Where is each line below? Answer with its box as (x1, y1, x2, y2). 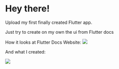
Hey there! (5, 3, 50, 14)
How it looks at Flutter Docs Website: (5, 39, 81, 45)
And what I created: (5, 49, 46, 55)
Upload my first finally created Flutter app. (5, 19, 92, 25)
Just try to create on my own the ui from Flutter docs (5, 29, 114, 35)
